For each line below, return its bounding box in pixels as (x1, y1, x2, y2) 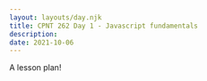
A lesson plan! (9, 62, 62, 73)
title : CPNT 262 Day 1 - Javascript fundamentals (9, 21, 199, 30)
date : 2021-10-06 (9, 37, 74, 47)
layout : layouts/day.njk (9, 12, 102, 22)
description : (9, 29, 58, 38)
